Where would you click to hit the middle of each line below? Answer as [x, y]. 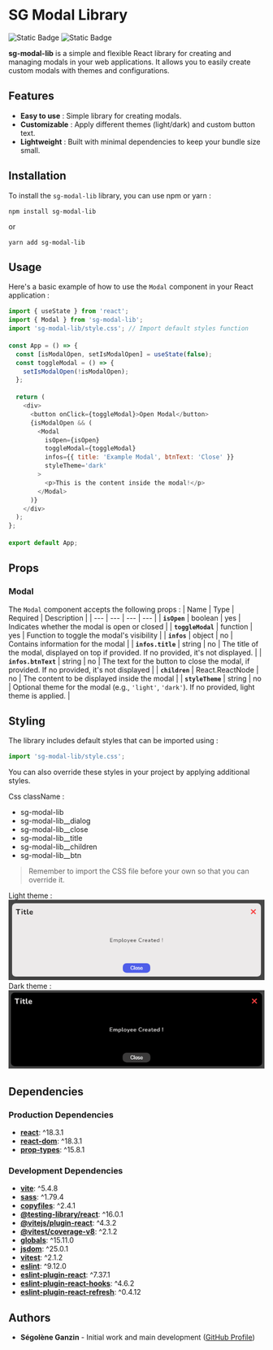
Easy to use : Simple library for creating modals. [101, 115]
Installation [37, 176]
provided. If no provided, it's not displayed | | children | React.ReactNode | [134, 669]
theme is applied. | [39, 695]
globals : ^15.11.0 [47, 1240]
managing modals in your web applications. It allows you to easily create [130, 62]
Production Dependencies [61, 1114]
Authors [30, 1318]
